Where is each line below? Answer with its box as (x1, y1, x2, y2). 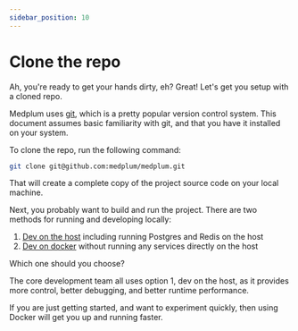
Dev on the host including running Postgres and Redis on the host (21, 232, 264, 242)
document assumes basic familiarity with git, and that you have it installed (9, 117, 281, 128)
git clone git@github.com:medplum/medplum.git (9, 162, 186, 171)
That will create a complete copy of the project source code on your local (9, 178, 279, 189)
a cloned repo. (9, 90, 62, 101)
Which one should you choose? (9, 259, 125, 269)
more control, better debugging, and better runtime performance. (9, 285, 250, 296)
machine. (9, 187, 44, 198)
